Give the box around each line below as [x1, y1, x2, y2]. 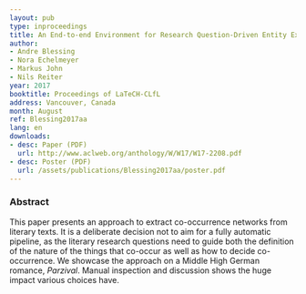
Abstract [9, 196, 50, 208]
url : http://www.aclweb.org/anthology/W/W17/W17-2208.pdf [17, 148, 243, 157]
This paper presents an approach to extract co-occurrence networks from [9, 216, 289, 228]
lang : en [9, 124, 43, 133]
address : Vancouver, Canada [9, 97, 117, 107]
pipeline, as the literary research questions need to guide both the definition [9, 236, 294, 247]
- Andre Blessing [9, 47, 76, 56]
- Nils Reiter [9, 73, 64, 82]
